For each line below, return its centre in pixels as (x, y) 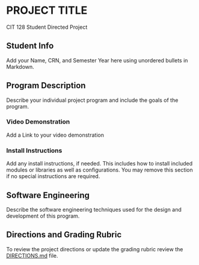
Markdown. (20, 67)
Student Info (30, 46)
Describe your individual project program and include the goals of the (92, 100)
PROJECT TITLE (47, 10)
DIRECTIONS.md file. (32, 255)
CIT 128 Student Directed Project (47, 27)
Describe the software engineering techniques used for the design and (94, 209)
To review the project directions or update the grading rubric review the (95, 249)
